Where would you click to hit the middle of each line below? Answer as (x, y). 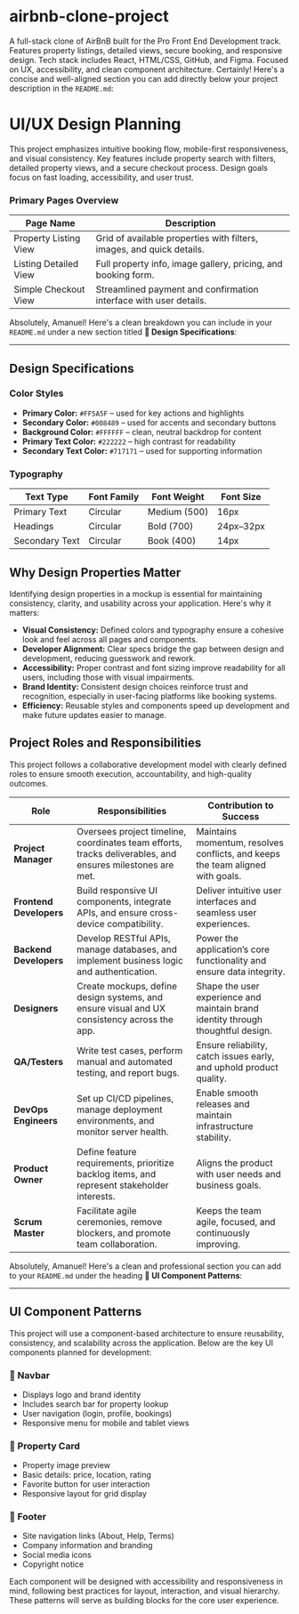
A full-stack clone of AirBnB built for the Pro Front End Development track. (145, 41)
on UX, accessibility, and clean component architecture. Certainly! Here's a (147, 69)
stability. (213, 1137)
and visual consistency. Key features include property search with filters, (143, 158)
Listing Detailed (46, 264)
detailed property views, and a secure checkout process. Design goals (139, 167)
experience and (228, 997)
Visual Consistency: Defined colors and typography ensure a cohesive (153, 630)
